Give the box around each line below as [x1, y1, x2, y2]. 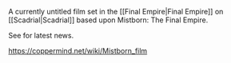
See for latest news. [8, 31, 74, 40]
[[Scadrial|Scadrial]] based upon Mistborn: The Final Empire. [8, 15, 209, 25]
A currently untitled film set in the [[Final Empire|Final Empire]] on [8, 7, 224, 16]
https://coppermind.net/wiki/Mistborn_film [8, 46, 148, 55]
